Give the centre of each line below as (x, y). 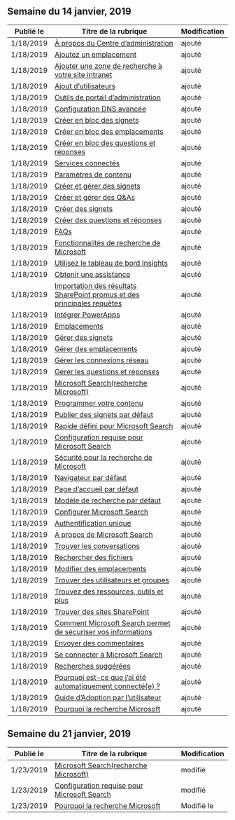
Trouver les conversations (97, 546)
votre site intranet (84, 74)
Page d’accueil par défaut (97, 488)
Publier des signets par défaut (104, 414)
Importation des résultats (96, 285)
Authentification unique (93, 523)
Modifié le (197, 805)
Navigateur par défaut (91, 477)
